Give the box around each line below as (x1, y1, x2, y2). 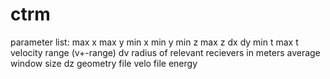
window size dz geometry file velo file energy (10, 57, 198, 69)
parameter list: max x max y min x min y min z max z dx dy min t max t (10, 36, 299, 48)
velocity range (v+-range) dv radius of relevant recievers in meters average (10, 46, 321, 58)
